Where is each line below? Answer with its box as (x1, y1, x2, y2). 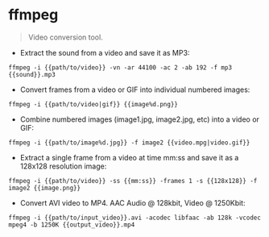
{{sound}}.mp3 (8, 70, 56, 78)
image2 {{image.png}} (8, 184, 81, 192)
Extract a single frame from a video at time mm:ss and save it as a (19, 152, 239, 162)
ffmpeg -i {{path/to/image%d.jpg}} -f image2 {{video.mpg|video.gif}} (8, 139, 250, 147)
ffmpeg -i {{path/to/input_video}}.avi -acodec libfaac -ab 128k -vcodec (8, 214, 262, 222)
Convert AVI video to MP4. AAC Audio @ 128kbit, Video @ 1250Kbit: (19, 197, 246, 207)
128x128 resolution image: (19, 161, 107, 171)
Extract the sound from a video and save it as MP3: (19, 48, 190, 57)
